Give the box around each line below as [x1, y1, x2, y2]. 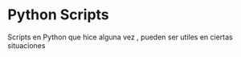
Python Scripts [7, 6, 109, 24]
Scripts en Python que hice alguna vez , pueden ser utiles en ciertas [7, 32, 234, 42]
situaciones [7, 40, 46, 50]
